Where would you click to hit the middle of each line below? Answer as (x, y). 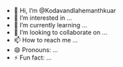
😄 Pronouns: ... (36, 50)
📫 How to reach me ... (46, 40)
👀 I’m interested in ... (43, 18)
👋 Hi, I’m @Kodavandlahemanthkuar (65, 11)
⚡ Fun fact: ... (32, 57)
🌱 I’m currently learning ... (50, 25)
